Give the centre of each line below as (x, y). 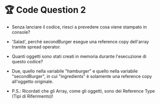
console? (21, 32)
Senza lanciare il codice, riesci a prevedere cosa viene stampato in (79, 27)
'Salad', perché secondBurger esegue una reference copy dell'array (80, 41)
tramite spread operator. (36, 47)
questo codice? (27, 61)
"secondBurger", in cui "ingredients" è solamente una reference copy (82, 76)
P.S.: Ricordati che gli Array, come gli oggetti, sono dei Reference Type (83, 91)
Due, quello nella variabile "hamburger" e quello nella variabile (75, 71)
